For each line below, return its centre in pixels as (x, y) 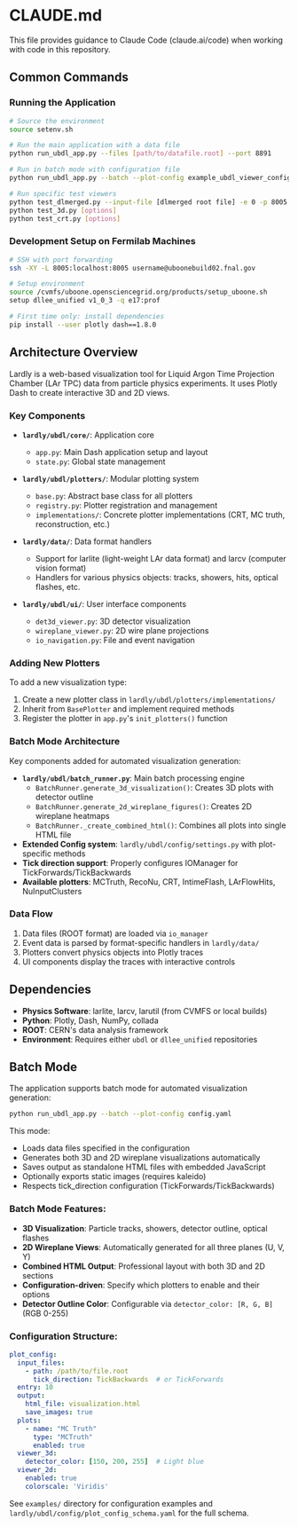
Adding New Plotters (55, 663)
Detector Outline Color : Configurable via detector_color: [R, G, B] (147, 1303)
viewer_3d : (37, 1453)
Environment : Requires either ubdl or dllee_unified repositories (140, 1039)
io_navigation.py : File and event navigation (115, 640)
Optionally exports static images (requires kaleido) (114, 1177)
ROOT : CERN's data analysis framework (95, 1029)
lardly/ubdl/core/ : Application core (88, 435)
